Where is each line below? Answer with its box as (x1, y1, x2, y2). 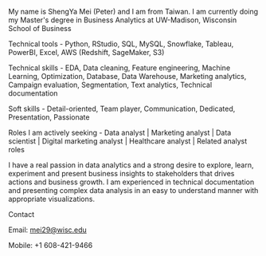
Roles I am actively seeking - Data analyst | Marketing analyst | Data (8, 128, 232, 137)
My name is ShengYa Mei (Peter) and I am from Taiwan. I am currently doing (8, 7, 259, 16)
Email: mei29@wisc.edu (8, 225, 88, 234)
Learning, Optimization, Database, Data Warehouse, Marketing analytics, (8, 72, 247, 81)
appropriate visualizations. (8, 195, 96, 203)
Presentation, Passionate (8, 112, 90, 122)
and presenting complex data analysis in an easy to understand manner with (8, 186, 259, 195)
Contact (8, 210, 34, 219)
